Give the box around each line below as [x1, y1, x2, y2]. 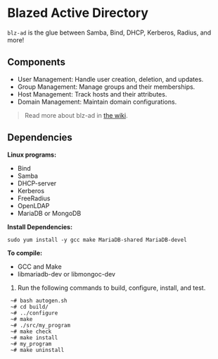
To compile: [7, 248, 43, 257]
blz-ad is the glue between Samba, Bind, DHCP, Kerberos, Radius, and [7, 28, 212, 37]
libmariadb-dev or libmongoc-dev [17, 269, 116, 278]
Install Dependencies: [7, 222, 72, 231]
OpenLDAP [17, 201, 50, 209]
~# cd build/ [10, 303, 49, 310]
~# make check [10, 328, 52, 335]
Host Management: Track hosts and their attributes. [17, 90, 167, 98]
